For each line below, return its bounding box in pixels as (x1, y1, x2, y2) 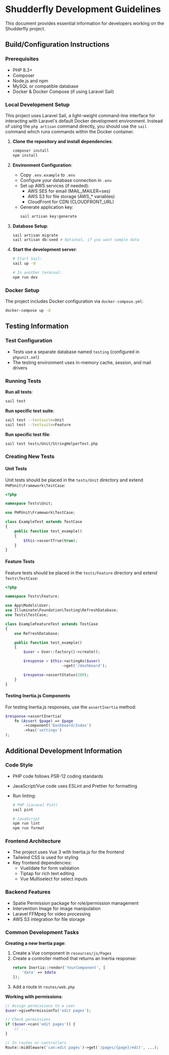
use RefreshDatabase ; (14, 631, 60, 636)
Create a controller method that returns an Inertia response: (12, 955, 137, 962)
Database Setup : (12, 223, 49, 229)
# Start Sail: (12, 256, 42, 261)
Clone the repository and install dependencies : (12, 138, 114, 145)
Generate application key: (20, 204, 74, 210)
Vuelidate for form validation (20, 865, 80, 871)
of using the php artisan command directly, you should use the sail (5, 123, 147, 129)
